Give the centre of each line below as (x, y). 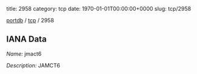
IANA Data (26, 39)
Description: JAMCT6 (33, 65)
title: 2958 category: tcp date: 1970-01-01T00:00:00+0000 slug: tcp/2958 (99, 9)
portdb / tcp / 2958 (30, 20)
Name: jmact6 (24, 54)
